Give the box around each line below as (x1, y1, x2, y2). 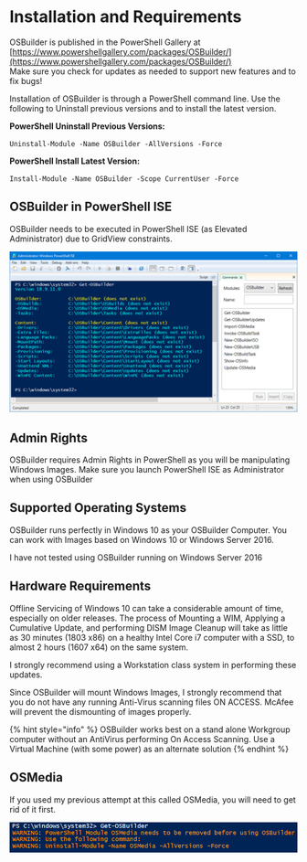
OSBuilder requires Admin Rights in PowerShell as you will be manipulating (9, 454, 291, 465)
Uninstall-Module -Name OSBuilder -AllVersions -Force (9, 139, 223, 148)
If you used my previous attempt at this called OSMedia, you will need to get (9, 793, 297, 805)
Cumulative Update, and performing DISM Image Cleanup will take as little (9, 622, 288, 633)
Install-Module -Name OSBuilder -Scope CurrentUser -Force (9, 174, 239, 184)
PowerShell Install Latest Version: (9, 155, 140, 166)
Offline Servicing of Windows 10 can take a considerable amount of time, (9, 602, 284, 613)
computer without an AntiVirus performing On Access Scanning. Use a (9, 733, 276, 744)
